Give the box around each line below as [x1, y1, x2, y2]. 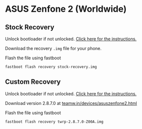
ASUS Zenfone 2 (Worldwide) [5, 3, 127, 15]
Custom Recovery [5, 77, 61, 86]
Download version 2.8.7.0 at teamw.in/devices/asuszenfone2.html [5, 100, 138, 106]
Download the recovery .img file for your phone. [5, 46, 101, 51]
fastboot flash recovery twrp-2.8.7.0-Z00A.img [5, 119, 104, 124]
